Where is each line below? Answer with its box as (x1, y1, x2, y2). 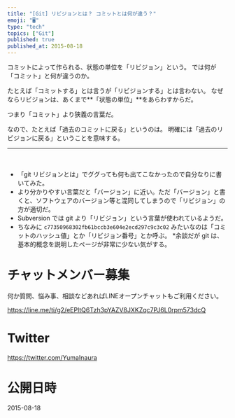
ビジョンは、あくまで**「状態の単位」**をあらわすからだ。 (25, 95, 197, 104)
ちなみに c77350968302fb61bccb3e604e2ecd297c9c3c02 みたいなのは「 (17, 223, 215, 231)
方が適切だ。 (17, 205, 55, 214)
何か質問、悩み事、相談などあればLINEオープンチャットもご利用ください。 (7, 291, 222, 300)
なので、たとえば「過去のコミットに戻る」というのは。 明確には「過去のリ (7, 125, 224, 133)
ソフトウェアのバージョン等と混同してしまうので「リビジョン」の (36, 197, 226, 204)
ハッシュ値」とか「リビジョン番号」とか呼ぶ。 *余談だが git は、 (36, 232, 224, 239)
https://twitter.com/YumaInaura (7, 353, 98, 361)
